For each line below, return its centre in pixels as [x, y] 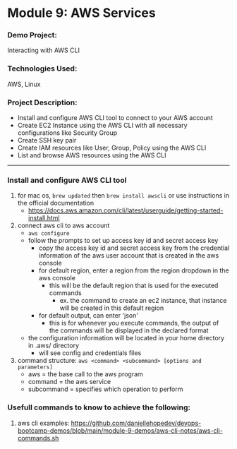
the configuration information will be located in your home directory [126, 338]
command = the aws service [69, 382]
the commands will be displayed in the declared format [129, 330]
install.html [44, 218]
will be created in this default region [112, 308]
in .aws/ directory [54, 346]
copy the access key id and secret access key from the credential [134, 248]
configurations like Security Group [67, 133]
